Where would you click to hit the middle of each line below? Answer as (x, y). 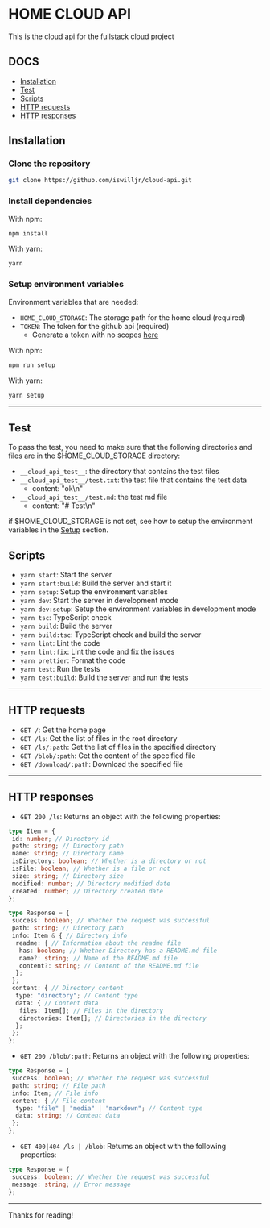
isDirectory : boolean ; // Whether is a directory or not (109, 861)
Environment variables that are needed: (74, 302)
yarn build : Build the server (66, 626)
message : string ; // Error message (71, 1184)
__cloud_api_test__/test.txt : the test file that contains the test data (133, 480)
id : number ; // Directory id (61, 839)
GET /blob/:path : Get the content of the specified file (108, 756)
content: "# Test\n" (63, 506)
